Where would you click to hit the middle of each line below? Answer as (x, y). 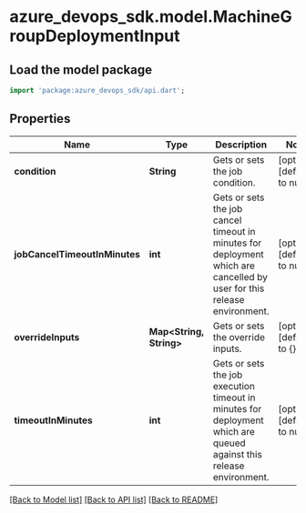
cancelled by (240, 277)
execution (234, 386)
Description (241, 145)
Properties (40, 119)
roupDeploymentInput (95, 36)
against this (237, 454)
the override (239, 337)
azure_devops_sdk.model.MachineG (151, 17)
